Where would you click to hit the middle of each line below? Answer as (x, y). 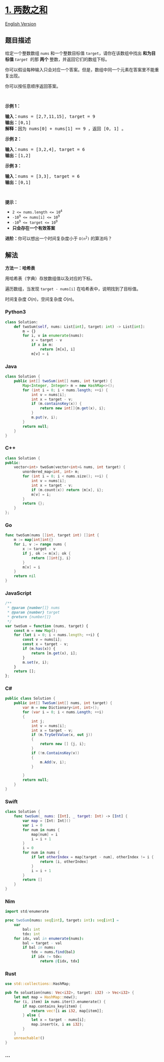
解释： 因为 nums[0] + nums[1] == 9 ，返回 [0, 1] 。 (65, 128)
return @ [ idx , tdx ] (60, 961)
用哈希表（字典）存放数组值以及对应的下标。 (50, 278)
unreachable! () (29, 1038)
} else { (31, 1015)
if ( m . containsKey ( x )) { (56, 404)
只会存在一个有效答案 (33, 228)
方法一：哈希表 (20, 268)
